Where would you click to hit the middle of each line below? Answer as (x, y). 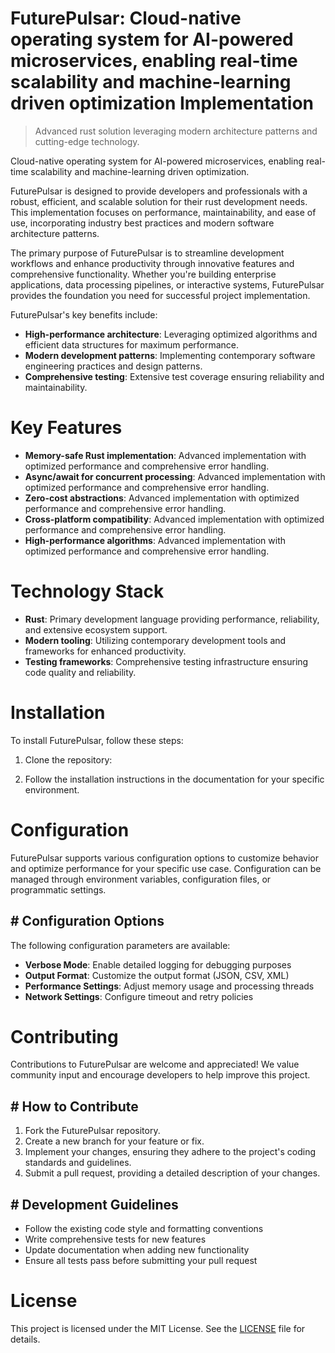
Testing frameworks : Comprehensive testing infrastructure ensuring (166, 661)
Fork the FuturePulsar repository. (92, 1131)
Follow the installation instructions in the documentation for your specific (174, 779)
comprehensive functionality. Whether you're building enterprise (143, 274)
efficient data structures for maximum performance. (132, 344)
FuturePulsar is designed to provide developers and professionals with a (159, 191)
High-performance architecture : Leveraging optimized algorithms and (171, 334)
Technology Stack (87, 591)
